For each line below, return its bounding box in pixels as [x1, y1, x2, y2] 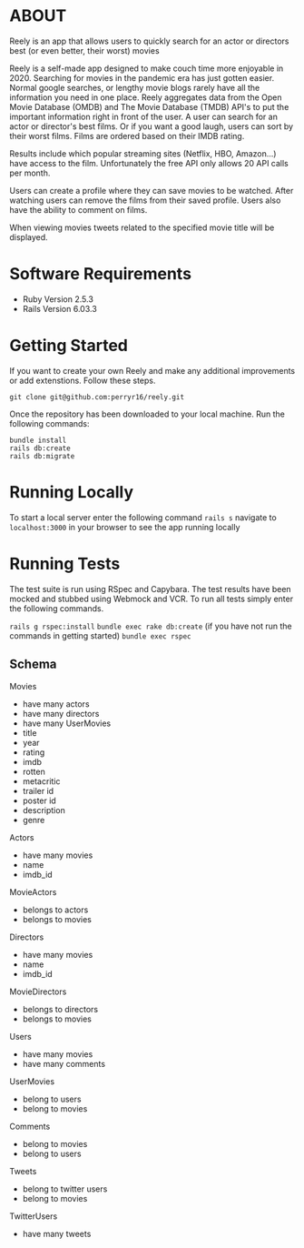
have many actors [22, 698, 90, 710]
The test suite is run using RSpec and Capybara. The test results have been [9, 583, 292, 594]
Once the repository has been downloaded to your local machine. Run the [9, 408, 286, 419]
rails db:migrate [9, 451, 75, 460]
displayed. [9, 231, 48, 242]
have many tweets [22, 1228, 92, 1239]
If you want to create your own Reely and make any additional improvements [9, 365, 296, 376]
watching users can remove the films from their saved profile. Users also [9, 195, 281, 206]
